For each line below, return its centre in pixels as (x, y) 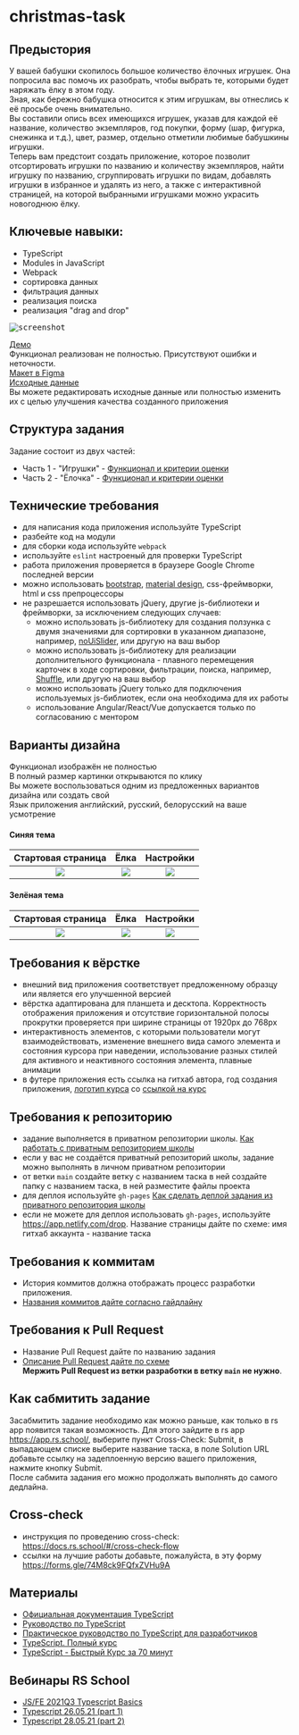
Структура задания (67, 429)
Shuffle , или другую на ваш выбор (101, 679)
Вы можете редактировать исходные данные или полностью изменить (145, 391)
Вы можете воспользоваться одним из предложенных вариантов (134, 786)
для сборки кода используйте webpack (94, 546)
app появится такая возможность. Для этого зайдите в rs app (127, 1429)
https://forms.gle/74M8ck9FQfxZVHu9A (96, 1564)
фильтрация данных (60, 291)
